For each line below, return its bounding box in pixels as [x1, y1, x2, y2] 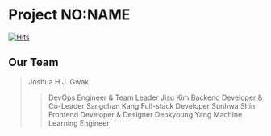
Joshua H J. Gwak [27, 76, 90, 86]
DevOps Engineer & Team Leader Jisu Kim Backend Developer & [48, 93, 263, 102]
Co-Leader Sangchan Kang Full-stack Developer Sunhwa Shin [48, 101, 256, 110]
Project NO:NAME [8, 6, 131, 24]
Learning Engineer [48, 118, 110, 128]
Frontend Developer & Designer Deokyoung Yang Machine [48, 109, 243, 119]
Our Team [8, 56, 59, 69]
